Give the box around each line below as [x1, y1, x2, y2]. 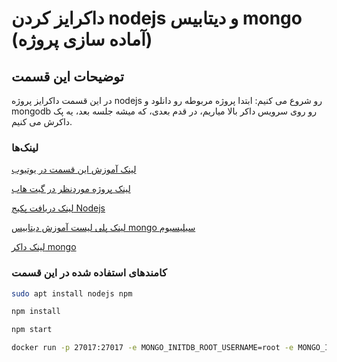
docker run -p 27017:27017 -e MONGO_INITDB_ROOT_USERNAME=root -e [11, 343, 294, 353]
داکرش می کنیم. [11, 116, 73, 127]
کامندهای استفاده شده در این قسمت [11, 266, 168, 280]
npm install [11, 307, 61, 317]
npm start [11, 325, 53, 335]
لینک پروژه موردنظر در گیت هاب [11, 183, 131, 195]
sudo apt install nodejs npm [11, 288, 133, 299]
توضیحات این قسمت [11, 68, 124, 85]
